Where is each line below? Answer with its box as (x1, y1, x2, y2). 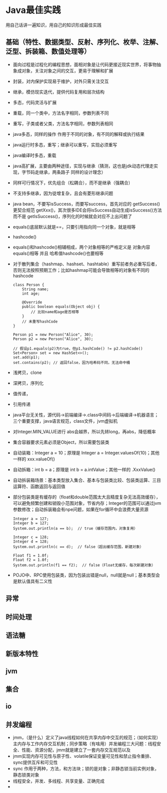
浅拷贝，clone (12, 369, 42, 375)
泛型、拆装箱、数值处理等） (5, 47, 91, 56)
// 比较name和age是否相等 (31, 309, 79, 314)
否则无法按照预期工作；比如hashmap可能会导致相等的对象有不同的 (12, 267, 150, 273)
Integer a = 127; (12, 516, 49, 521)
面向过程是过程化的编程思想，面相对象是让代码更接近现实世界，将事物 (12, 61, 157, 67)
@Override (22, 300, 42, 305)
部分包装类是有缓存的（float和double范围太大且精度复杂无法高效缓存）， (12, 494, 161, 500)
